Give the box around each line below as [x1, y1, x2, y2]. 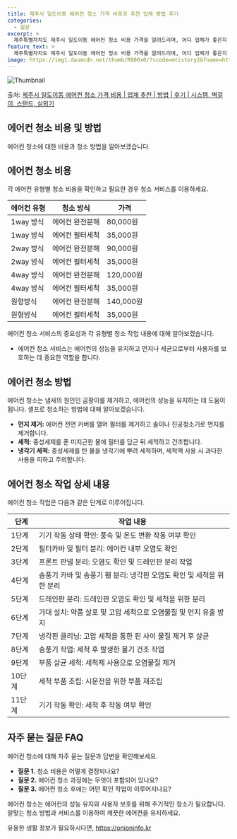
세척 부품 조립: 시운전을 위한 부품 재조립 [38, 676, 163, 686]
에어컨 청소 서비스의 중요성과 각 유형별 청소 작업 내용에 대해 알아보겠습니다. [7, 330, 214, 338]
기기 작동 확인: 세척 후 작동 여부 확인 [38, 700, 152, 710]
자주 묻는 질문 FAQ [7, 731, 84, 743]
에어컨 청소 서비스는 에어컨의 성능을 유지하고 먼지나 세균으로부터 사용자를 [17, 345, 220, 353]
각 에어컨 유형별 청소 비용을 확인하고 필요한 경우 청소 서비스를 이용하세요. [7, 185, 209, 193]
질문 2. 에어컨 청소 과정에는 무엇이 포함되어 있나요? [17, 775, 159, 784]
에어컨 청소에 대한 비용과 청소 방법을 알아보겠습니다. [7, 142, 150, 151]
